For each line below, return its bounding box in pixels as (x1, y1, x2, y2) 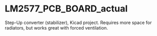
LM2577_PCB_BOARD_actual (5, 3, 128, 14)
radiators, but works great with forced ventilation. (5, 24, 108, 30)
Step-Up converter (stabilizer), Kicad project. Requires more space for (5, 19, 152, 25)
